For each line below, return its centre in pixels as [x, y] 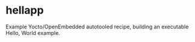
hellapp [25, 10]
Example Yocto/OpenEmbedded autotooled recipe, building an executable [97, 27]
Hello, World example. [33, 33]
